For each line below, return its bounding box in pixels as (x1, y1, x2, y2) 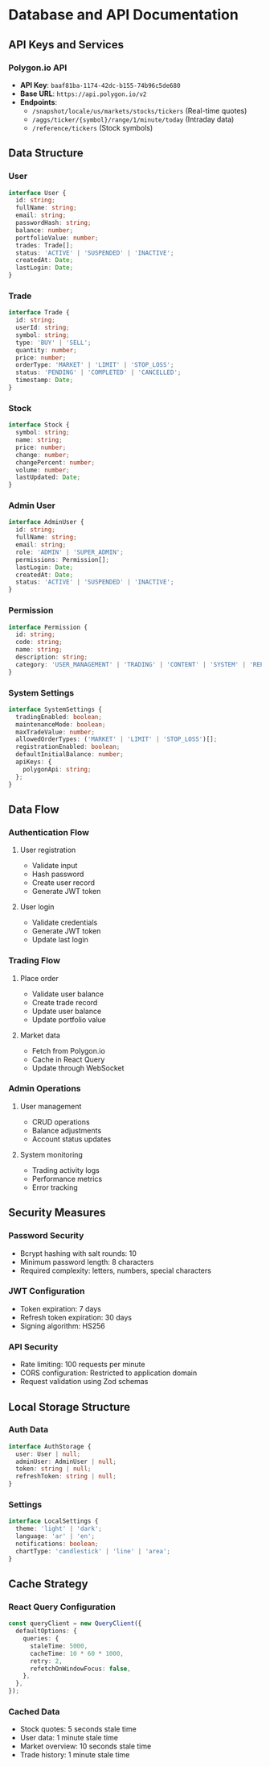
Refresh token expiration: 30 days (19, 1312, 133, 1322)
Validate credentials (31, 917, 98, 928)
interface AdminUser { (8, 518, 84, 526)
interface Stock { (8, 421, 70, 429)
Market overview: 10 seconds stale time (19, 1741, 152, 1751)
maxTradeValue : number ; (15, 728, 95, 736)
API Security (8, 1341, 59, 1352)
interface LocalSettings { (8, 1517, 99, 1525)
